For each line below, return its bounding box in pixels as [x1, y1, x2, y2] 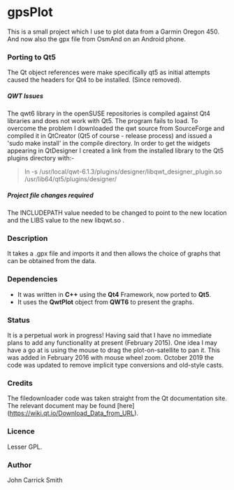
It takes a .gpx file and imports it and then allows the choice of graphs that [7, 249, 221, 258]
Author [7, 460, 32, 470]
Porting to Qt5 [7, 52, 56, 62]
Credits [7, 378, 33, 388]
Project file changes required [7, 190, 94, 199]
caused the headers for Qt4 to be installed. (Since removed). [7, 76, 182, 84]
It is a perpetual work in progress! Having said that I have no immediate [7, 331, 212, 339]
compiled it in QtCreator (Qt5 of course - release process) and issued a [7, 132, 212, 140]
